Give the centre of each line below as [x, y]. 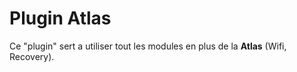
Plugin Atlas [60, 18]
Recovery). [32, 56]
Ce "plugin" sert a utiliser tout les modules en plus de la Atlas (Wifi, [148, 46]
